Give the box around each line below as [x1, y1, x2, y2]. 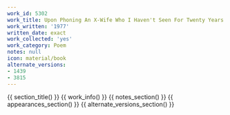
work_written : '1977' [7, 23, 70, 30]
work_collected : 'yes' [7, 36, 73, 43]
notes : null [7, 49, 41, 56]
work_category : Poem [7, 42, 67, 49]
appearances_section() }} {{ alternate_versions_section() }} [7, 101, 175, 109]
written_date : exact [7, 29, 67, 36]
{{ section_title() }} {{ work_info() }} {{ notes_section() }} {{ [7, 93, 173, 101]
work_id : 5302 [7, 10, 48, 17]
